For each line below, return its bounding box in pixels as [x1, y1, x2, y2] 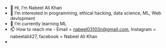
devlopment [10, 15, 35, 21]
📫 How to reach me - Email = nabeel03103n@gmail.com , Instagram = [10, 26, 156, 32]
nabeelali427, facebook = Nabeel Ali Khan [10, 33, 98, 39]
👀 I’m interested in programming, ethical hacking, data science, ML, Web [10, 10, 161, 16]
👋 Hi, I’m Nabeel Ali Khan [10, 5, 62, 10]
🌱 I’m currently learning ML [10, 20, 67, 26]
